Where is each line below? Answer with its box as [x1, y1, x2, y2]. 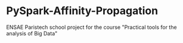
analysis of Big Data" [6, 29, 58, 37]
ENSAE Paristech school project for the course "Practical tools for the [6, 24, 177, 31]
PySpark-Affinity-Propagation [6, 4, 159, 18]
